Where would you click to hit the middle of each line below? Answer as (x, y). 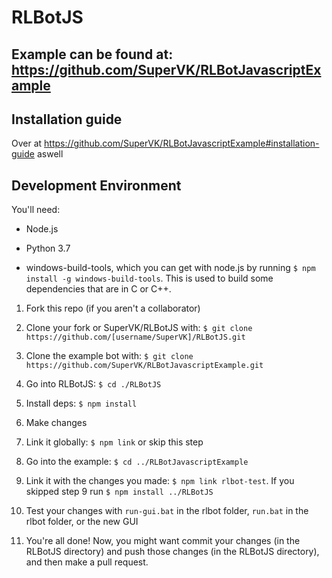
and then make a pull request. (87, 562)
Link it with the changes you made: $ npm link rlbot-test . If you (160, 481)
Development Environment (96, 185)
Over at (27, 143)
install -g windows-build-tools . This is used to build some (149, 278)
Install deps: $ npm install (81, 403)
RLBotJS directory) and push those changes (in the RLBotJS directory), (172, 552)
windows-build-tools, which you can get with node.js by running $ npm (170, 268)
